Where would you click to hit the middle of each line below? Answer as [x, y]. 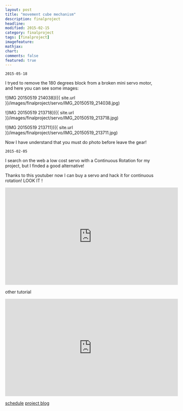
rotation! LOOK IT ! [24, 181]
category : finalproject [30, 33]
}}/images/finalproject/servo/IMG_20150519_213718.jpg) [62, 118]
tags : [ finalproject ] [27, 38]
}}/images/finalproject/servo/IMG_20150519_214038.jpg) [62, 103]
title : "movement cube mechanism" [41, 14]
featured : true [21, 60]
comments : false [22, 56]
